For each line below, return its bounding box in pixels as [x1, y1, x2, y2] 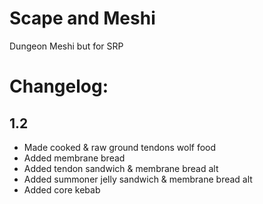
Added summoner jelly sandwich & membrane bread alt [23, 173, 253, 185]
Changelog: [9, 75, 109, 98]
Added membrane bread [23, 152, 126, 164]
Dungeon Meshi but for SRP [9, 40, 124, 52]
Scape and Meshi [9, 7, 156, 30]
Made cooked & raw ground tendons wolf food [23, 141, 217, 153]
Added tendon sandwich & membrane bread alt [23, 162, 219, 174]
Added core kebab [23, 183, 101, 196]
